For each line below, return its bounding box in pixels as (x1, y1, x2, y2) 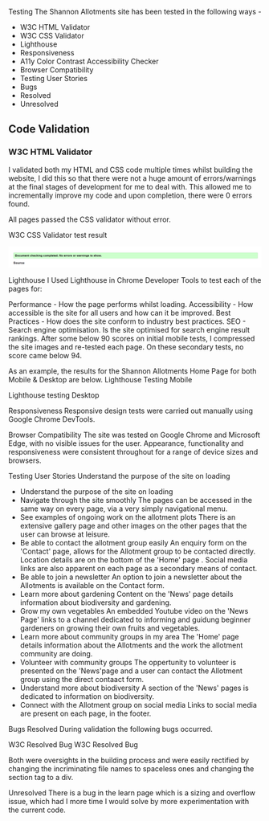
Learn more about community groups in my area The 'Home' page (19, 631, 239, 641)
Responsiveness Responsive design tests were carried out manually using (8, 406, 254, 415)
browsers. (8, 455, 42, 465)
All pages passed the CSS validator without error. (8, 214, 171, 224)
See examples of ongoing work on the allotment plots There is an (19, 512, 236, 521)
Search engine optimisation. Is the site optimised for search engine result (8, 325, 251, 334)
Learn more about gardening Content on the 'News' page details (19, 589, 234, 598)
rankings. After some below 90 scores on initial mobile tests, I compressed (8, 333, 255, 343)
